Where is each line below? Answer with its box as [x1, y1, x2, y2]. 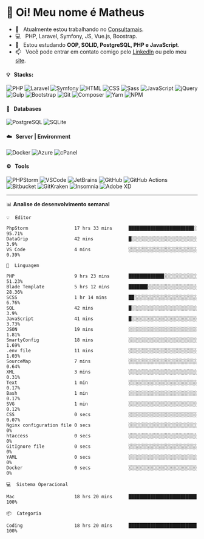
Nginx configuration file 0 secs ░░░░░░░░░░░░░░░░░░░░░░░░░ [6, 422, 197, 428]
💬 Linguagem [6, 262, 39, 268]
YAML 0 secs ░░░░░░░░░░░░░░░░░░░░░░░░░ [6, 454, 197, 460]
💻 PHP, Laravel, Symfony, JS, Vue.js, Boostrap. [15, 32, 138, 40]
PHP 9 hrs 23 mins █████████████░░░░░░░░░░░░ [6, 273, 197, 279]
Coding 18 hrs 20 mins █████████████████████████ [6, 523, 197, 529]
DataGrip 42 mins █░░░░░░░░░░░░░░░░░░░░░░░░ [6, 235, 197, 242]
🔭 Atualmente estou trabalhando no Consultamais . [15, 26, 144, 33]
